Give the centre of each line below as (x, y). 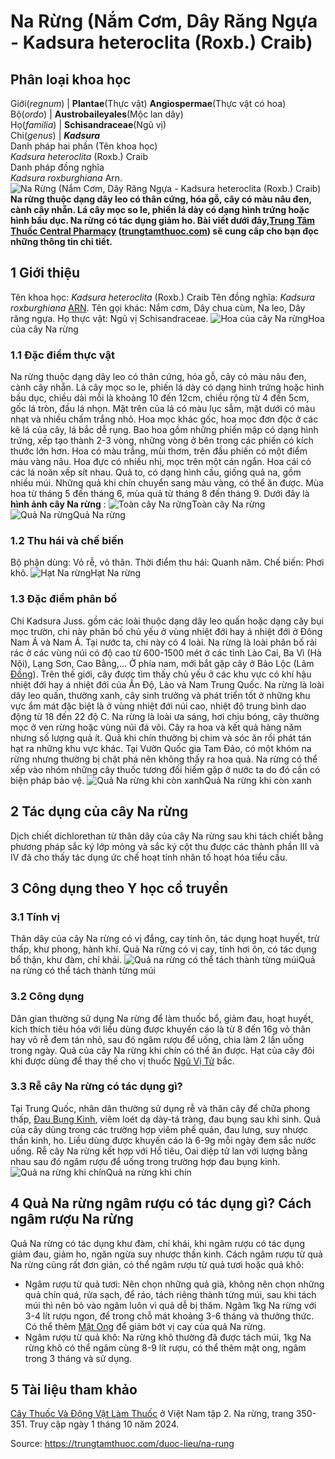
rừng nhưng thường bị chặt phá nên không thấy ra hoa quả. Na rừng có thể (164, 759)
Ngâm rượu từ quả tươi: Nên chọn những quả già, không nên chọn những (174, 1284)
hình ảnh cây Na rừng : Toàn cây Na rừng (138, 504)
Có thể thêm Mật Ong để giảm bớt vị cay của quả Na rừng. (145, 1326)
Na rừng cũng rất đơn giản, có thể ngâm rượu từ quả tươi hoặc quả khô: (157, 1264)
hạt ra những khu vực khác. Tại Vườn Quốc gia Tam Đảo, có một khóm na (161, 748)
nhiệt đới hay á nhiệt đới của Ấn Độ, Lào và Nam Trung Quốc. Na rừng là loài (167, 684)
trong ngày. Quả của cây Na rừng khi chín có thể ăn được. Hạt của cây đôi (162, 1050)
